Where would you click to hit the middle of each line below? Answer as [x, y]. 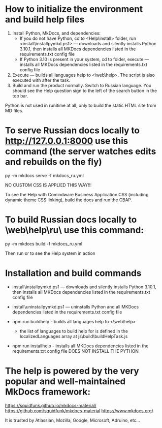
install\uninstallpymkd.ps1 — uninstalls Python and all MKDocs [75, 306]
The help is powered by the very [72, 371]
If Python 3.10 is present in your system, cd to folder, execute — [84, 59]
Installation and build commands [73, 273]
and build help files [45, 19]
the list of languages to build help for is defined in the [74, 331]
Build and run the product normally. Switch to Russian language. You [82, 85]
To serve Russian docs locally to [72, 131]
